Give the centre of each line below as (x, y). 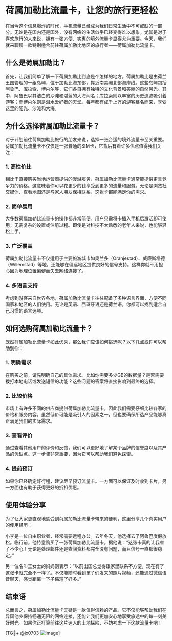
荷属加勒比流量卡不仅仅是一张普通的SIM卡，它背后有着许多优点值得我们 (81, 146)
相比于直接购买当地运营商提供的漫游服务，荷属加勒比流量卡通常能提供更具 (84, 179)
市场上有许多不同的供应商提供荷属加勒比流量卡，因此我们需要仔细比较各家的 (86, 408)
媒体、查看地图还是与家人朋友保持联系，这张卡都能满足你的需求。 (79, 192)
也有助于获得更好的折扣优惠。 (50, 487)
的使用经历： (19, 525)
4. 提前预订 (19, 469)
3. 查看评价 (19, 436)
